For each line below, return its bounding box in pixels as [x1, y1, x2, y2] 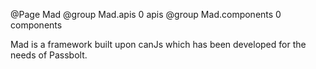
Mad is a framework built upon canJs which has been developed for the [10, 39, 307, 50]
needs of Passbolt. [10, 49, 88, 61]
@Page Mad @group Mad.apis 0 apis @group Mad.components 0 [10, 9, 282, 20]
